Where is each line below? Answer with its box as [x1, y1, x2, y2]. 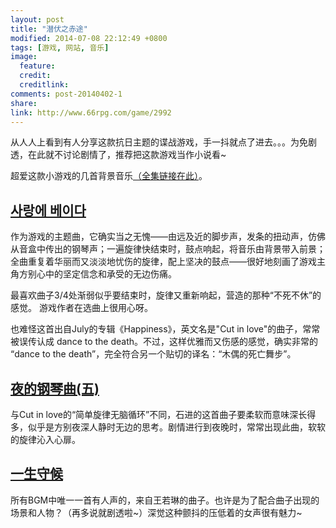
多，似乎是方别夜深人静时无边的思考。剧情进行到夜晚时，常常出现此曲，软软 [10, 421, 326, 433]
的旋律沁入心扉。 [10, 434, 81, 445]
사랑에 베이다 [10, 202, 87, 219]
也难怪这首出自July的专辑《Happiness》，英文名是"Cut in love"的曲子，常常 [10, 323, 321, 335]
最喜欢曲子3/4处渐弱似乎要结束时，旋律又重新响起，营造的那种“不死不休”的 [10, 289, 322, 301]
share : [10, 98, 38, 108]
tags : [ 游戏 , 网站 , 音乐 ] [10, 42, 110, 53]
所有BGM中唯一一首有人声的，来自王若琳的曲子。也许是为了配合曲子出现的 [10, 494, 320, 506]
